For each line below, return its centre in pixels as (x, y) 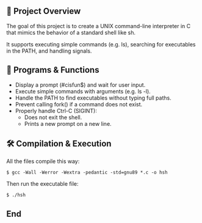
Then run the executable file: (42, 184)
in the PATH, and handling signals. (49, 51)
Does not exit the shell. (53, 117)
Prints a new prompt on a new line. (68, 123)
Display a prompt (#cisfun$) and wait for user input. (80, 85)
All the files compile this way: (43, 161)
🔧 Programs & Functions (53, 70)
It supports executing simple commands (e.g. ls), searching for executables (101, 44)
